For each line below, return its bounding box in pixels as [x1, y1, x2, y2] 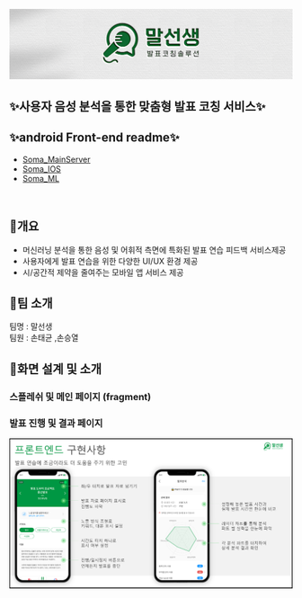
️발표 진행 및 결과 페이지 [9, 416, 103, 429]
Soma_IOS [22, 163, 61, 174]
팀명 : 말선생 [9, 321, 53, 332]
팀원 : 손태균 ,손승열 [9, 333, 79, 344]
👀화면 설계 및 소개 [9, 361, 102, 377]
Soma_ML [22, 173, 60, 183]
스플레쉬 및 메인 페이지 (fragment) [9, 390, 151, 403]
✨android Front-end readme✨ [9, 130, 180, 146]
